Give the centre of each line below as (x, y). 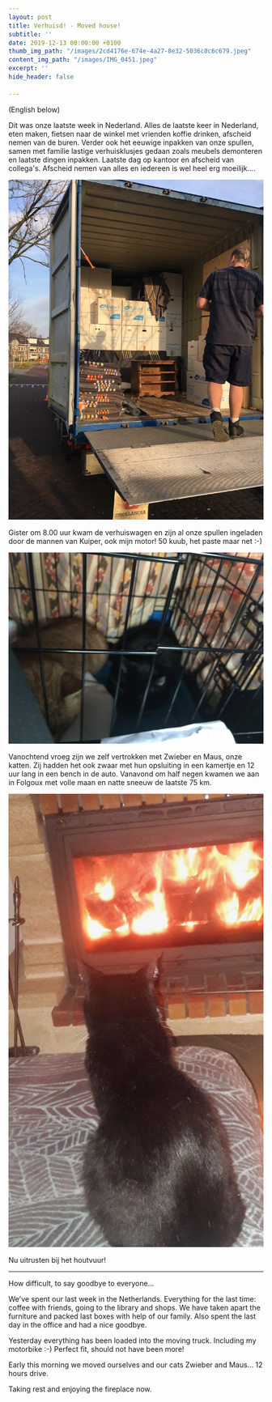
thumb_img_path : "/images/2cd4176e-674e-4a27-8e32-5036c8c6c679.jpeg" (130, 51)
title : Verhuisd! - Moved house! (65, 25)
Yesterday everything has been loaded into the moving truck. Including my (132, 1340)
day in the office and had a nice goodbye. (78, 1324)
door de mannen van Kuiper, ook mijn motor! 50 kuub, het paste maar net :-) (136, 541)
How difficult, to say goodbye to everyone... (81, 1283)
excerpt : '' (28, 69)
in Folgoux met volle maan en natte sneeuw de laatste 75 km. (110, 782)
